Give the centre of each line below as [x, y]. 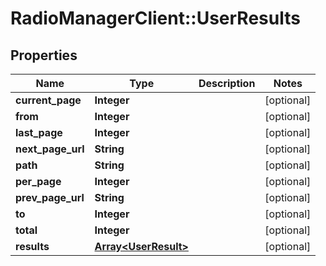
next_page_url [50, 149]
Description [227, 83]
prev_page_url [50, 197]
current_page [48, 100]
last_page [39, 132]
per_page [38, 181]
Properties [44, 55]
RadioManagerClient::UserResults [155, 18]
